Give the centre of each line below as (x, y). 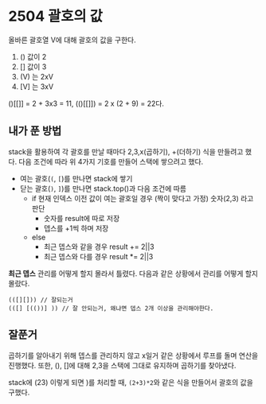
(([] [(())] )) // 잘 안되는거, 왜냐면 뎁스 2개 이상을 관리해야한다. (111, 308)
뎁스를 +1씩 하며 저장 (76, 228)
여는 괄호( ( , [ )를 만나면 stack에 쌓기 (76, 178)
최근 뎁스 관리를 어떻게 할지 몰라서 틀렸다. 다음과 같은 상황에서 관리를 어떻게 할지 (133, 273)
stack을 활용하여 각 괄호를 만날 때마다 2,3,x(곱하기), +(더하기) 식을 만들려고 (126, 151)
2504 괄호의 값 (56, 16)
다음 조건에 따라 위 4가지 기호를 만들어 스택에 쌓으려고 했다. (111, 161)
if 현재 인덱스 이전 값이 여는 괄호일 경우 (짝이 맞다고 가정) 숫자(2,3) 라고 (143, 198)
